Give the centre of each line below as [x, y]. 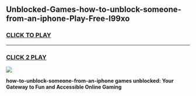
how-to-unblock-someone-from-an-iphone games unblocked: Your [90, 80]
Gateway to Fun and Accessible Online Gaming [64, 87]
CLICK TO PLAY [29, 35]
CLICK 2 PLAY [26, 57]
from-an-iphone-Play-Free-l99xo [68, 19]
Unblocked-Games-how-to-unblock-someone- [94, 10]
